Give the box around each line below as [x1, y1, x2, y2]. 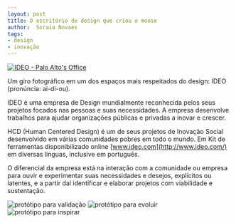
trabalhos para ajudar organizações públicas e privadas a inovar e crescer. [7, 113, 226, 122]
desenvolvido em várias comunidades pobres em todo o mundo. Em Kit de [7, 135, 226, 143]
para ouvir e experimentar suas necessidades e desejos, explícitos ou [7, 172, 212, 180]
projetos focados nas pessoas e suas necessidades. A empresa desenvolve [7, 106, 230, 114]
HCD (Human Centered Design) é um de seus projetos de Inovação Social [7, 128, 224, 135]
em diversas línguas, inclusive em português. [7, 150, 140, 158]
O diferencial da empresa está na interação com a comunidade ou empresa [7, 164, 228, 172]
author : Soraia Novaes [7, 24, 78, 31]
